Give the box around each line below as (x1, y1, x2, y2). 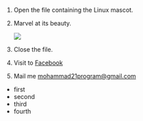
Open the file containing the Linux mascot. (13, 6, 133, 14)
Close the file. (13, 45, 53, 54)
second (13, 93, 36, 100)
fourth (13, 107, 31, 115)
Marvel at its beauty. (13, 19, 72, 27)
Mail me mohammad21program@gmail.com (13, 72, 137, 80)
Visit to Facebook (13, 58, 63, 67)
